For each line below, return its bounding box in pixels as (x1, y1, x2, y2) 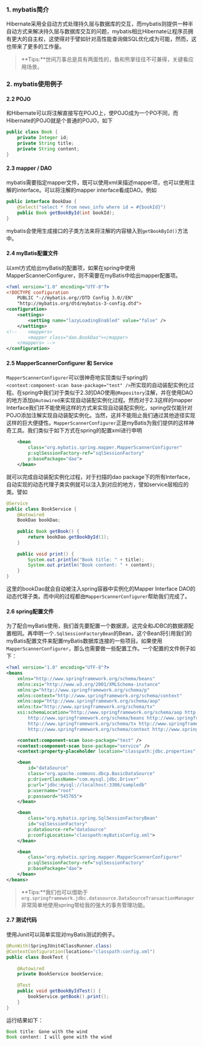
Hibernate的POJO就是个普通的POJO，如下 (6, 117, 113, 125)
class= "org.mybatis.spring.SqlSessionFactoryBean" (28, 815, 158, 822)
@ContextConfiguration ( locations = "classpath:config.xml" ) (6, 948, 155, 955)
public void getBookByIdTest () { (17, 988, 101, 994)
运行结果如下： (6, 1016, 43, 1024)
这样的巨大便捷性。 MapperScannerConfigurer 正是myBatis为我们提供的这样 (6, 419, 189, 427)
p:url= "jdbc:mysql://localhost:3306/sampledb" (28, 782, 147, 788)
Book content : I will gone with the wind (6, 1034, 112, 1041)
